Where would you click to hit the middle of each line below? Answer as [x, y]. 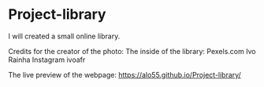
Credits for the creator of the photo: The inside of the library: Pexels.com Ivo [132, 51]
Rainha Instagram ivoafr [47, 60]
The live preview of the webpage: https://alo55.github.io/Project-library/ [125, 74]
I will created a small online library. [64, 36]
